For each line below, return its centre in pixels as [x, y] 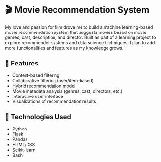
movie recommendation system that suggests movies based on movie [76, 32]
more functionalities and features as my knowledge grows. [64, 48]
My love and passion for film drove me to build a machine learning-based [79, 27]
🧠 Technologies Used [38, 117]
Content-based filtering [36, 75]
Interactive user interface [38, 96]
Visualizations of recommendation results [54, 101]
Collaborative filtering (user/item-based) [53, 80]
